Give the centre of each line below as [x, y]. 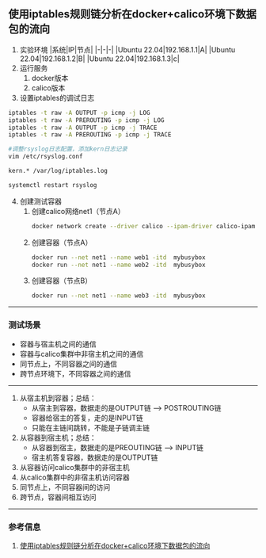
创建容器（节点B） [62, 281]
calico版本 [48, 88]
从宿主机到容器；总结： [58, 398]
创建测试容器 [40, 201]
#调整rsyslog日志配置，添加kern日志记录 [68, 149]
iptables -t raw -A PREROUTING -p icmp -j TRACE [90, 135]
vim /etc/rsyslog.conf [46, 157]
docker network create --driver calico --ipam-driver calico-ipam [143, 226]
